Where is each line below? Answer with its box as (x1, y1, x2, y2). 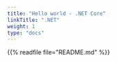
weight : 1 (7, 23, 36, 30)
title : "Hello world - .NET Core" (7, 10, 107, 17)
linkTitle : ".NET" (7, 17, 60, 23)
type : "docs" (7, 29, 45, 37)
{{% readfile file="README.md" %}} (7, 48, 110, 56)
